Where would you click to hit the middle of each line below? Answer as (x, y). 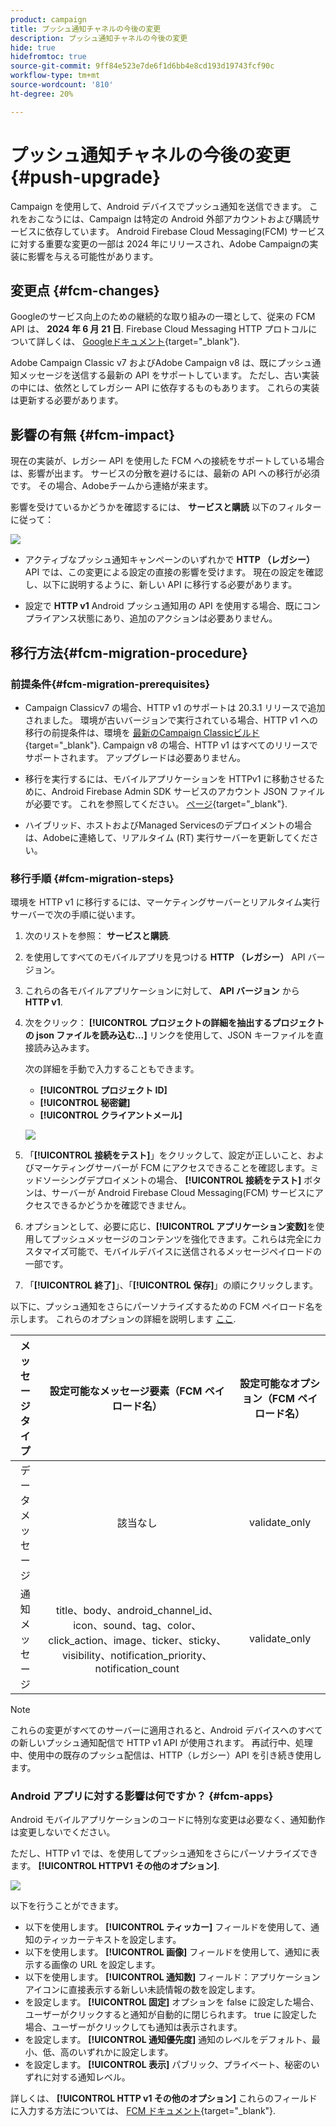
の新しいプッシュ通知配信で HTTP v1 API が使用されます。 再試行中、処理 (161, 1743)
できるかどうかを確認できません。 (121, 1205)
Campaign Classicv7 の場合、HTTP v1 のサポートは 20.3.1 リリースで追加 (175, 707)
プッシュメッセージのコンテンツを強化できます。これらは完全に (182, 1239)
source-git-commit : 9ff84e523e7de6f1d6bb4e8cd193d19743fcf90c (142, 66)
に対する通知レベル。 (86, 2077)
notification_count (137, 1669)
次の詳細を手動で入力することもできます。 (112, 1069)
